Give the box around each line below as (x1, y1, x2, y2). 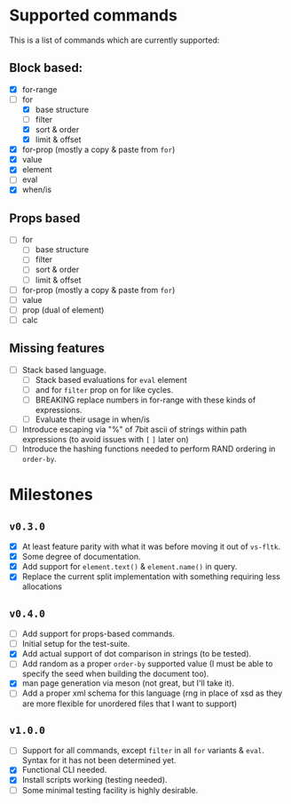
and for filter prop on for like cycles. (35, 384, 174, 395)
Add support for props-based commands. (21, 628, 176, 640)
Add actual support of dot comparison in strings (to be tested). (21, 649, 252, 659)
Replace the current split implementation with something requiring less (21, 571, 281, 582)
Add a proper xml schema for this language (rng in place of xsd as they (21, 688, 283, 698)
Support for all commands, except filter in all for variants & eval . (21, 745, 264, 756)
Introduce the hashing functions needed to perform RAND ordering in (21, 443, 276, 454)
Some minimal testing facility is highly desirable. (21, 784, 199, 795)
